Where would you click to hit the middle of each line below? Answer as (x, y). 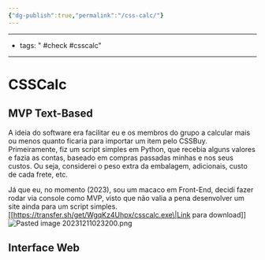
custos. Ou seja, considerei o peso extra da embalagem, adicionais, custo (128, 165)
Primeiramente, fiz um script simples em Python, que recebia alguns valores (132, 149)
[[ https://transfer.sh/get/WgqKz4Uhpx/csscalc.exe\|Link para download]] (127, 214)
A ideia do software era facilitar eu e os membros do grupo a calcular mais (129, 132)
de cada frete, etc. (38, 174)
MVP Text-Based (50, 114)
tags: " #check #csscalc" (60, 45)
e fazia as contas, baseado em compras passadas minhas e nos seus (121, 158)
